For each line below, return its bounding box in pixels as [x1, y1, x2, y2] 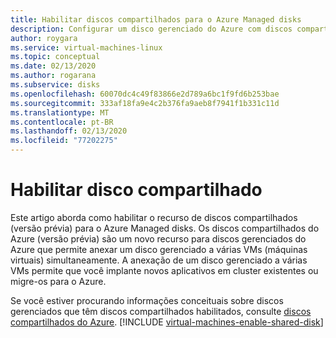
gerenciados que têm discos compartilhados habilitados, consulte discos [10, 305, 312, 317]
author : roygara [10, 33, 78, 43]
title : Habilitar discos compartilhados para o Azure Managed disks [10, 14, 302, 25]
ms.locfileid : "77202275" [10, 136, 118, 146]
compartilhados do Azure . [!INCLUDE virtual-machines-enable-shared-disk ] [10, 316, 324, 328]
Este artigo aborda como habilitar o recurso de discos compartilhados [10, 211, 298, 223]
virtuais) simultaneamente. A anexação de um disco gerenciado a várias [10, 254, 308, 266]
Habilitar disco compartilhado [10, 179, 263, 201]
